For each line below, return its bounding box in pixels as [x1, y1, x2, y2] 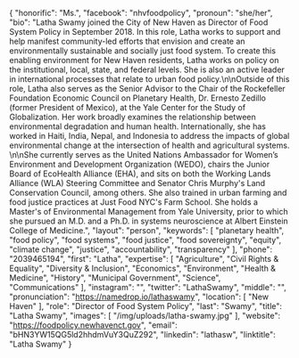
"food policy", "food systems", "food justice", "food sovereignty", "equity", [9, 235, 282, 245]
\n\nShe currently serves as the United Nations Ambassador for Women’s [9, 150, 278, 159]
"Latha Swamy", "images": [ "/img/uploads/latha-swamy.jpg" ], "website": [9, 311, 281, 321]
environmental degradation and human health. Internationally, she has [9, 121, 266, 132]
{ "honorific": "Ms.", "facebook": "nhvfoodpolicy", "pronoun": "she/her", [9, 8, 273, 18]
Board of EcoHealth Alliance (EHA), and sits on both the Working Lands [9, 168, 271, 179]
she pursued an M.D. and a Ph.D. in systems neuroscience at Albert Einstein [9, 216, 288, 226]
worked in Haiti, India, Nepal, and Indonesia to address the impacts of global [9, 131, 290, 141]
